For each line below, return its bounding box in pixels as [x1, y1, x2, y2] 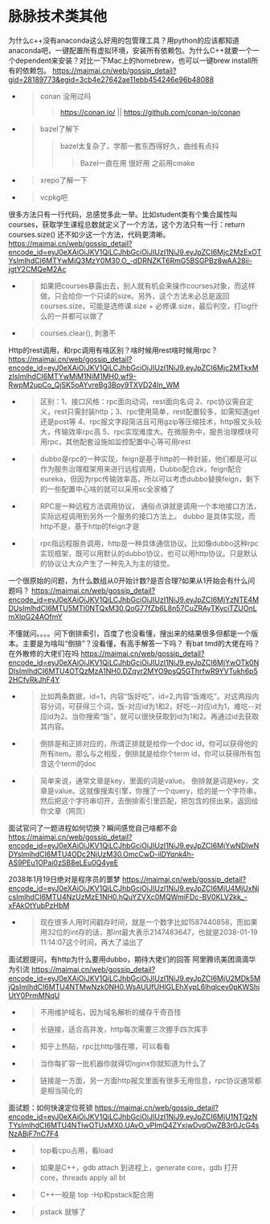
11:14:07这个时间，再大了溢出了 [39, 937, 144, 946]
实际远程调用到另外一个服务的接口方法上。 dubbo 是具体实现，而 [39, 511, 256, 521]
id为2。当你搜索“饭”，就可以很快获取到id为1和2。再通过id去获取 [47, 711, 260, 721]
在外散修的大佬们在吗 [8, 649, 79, 658]
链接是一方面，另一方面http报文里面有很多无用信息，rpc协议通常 [39, 1075, 255, 1085]
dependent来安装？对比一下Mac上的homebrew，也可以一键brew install [14, 56, 252, 65]
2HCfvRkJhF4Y [8, 674, 60, 684]
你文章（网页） [39, 806, 90, 815]
